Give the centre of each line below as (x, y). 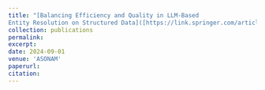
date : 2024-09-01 (37, 52)
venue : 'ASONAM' (35, 59)
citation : (24, 74)
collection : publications (50, 30)
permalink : (26, 37)
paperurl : (24, 67)
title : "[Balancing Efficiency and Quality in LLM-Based (104, 15)
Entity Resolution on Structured (63, 23)
